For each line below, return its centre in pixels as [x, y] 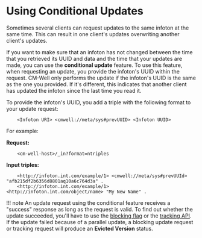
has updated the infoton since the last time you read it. [74, 90]
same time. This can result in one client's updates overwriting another [93, 34]
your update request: [32, 108]
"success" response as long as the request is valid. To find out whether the [99, 209]
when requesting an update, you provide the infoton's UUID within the [93, 71]
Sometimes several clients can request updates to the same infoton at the [98, 28]
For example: [23, 131]
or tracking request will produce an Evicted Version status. [80, 228]
